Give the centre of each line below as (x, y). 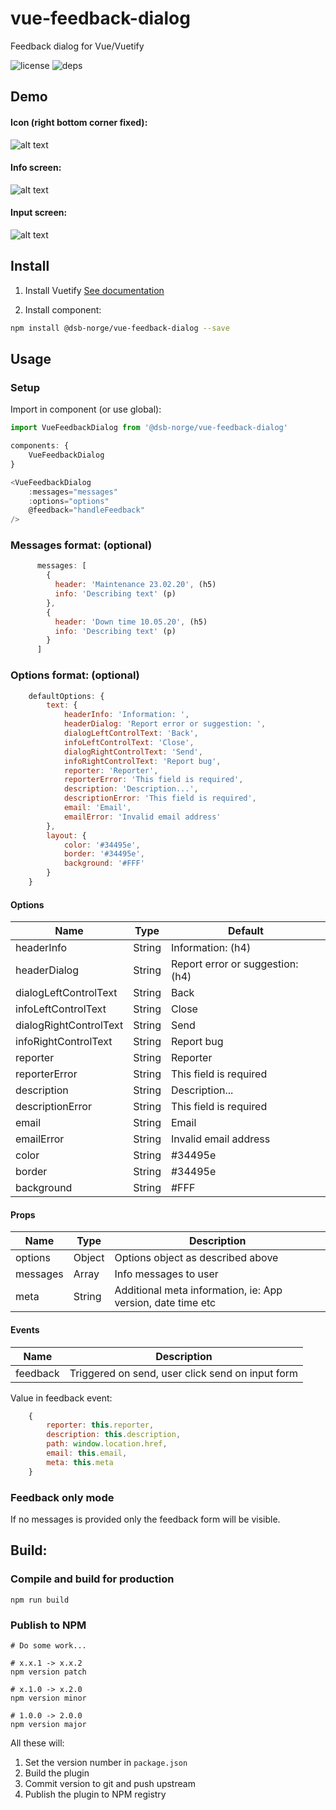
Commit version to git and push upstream (110, 1783)
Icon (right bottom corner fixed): (79, 122)
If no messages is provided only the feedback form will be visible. (145, 1519)
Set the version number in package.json (106, 1762)
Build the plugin (57, 1773)
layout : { (66, 835)
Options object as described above (196, 1258)
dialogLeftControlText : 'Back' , (131, 733)
